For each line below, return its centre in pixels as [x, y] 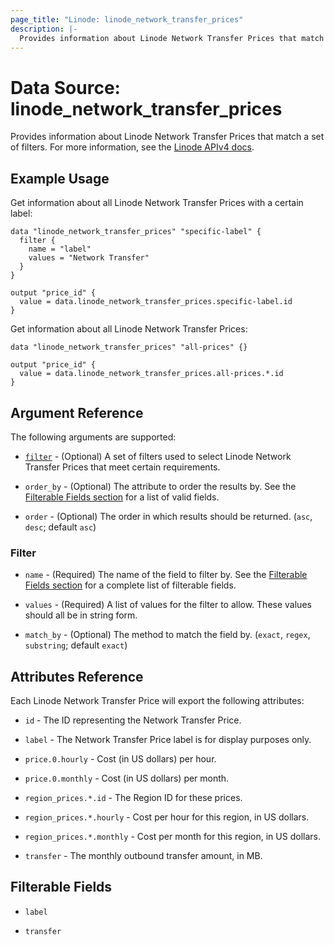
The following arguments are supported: [93, 437]
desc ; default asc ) [60, 527]
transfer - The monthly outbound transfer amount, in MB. [143, 856]
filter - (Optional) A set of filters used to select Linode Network [158, 456]
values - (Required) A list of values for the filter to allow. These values [168, 605]
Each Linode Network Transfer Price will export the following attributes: [157, 701]
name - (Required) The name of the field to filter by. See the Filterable [166, 575]
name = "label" [60, 249]
